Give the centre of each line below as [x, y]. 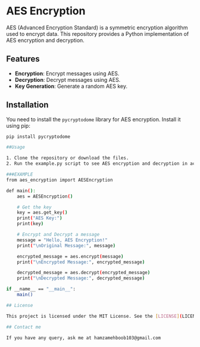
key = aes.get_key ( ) [42, 213]
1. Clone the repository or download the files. [68, 158]
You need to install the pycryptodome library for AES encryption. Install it [93, 119]
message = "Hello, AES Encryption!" [62, 240]
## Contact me [24, 327]
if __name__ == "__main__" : [41, 289]
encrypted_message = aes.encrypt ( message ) [70, 256]
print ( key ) [30, 224]
